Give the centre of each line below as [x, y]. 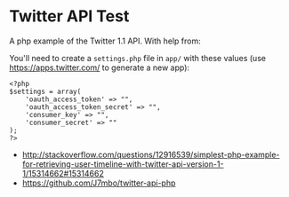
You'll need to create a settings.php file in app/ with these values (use [138, 58]
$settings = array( [45, 91]
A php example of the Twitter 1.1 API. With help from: [105, 41]
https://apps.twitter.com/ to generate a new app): [99, 67]
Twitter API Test [69, 16]
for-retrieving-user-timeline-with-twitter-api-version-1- [123, 164]
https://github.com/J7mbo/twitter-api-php [99, 183]
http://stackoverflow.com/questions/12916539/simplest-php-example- [151, 154]
